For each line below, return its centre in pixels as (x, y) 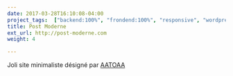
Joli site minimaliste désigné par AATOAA (66, 65)
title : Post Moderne (37, 26)
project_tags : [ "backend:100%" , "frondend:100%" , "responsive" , (103, 20)
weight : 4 (21, 39)
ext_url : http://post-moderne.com (57, 33)
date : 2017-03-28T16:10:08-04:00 (55, 13)
